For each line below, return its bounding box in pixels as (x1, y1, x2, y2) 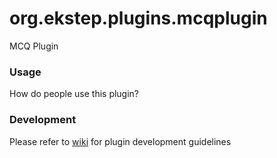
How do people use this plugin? (9, 88, 140, 100)
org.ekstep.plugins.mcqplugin (9, 7, 268, 30)
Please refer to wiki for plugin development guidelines (9, 135, 232, 147)
